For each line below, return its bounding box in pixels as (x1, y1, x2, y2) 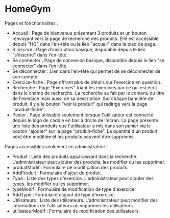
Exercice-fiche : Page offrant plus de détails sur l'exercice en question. (12, 79, 162, 85)
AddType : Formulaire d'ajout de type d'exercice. (12, 191, 115, 197)
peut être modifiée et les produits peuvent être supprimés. (12, 133, 135, 140)
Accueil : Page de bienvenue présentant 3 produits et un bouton (12, 30, 147, 36)
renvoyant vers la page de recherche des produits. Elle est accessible (12, 35, 159, 42)
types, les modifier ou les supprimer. (12, 181, 90, 187)
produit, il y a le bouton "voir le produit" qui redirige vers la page (12, 101, 148, 107)
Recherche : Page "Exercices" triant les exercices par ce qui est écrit (12, 84, 157, 90)
